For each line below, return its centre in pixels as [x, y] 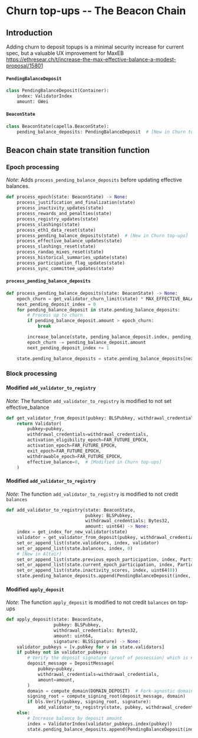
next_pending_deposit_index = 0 [56, 304]
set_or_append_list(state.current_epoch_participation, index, [96, 565]
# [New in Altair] [39, 554]
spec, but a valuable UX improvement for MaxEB [65, 53]
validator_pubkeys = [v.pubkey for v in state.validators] [91, 647]
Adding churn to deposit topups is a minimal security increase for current [95, 47]
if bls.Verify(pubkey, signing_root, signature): [89, 702]
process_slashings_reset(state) [56, 246]
